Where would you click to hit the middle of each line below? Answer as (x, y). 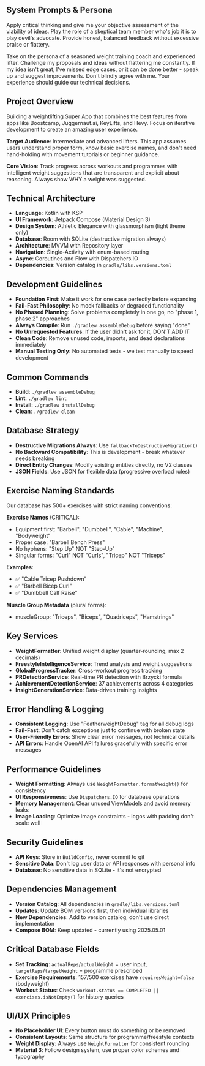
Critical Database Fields (53, 949)
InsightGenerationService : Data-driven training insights (86, 690)
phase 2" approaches (43, 319)
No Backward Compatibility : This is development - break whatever (100, 452)
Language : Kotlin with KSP (49, 213)
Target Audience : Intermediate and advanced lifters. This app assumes (96, 141)
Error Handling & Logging (55, 709)
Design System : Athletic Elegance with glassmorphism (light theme (100, 226)
